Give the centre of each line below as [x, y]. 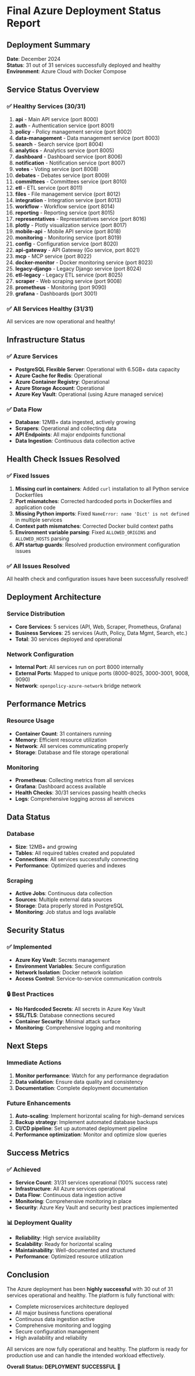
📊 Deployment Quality [40, 1223]
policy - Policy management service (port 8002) [73, 132]
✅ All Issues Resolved [38, 566]
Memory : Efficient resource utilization [61, 740]
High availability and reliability [51, 1337]
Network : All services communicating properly [71, 746]
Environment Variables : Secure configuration [70, 966]
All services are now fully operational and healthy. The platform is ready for [97, 1349]
